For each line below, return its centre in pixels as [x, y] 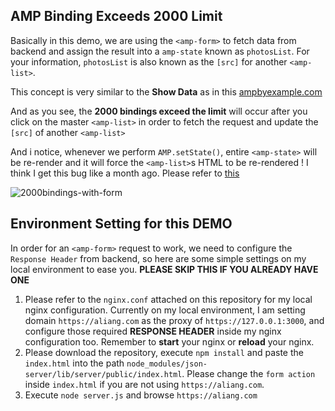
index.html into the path [74, 363]
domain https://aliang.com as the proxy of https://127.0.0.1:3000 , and [174, 320]
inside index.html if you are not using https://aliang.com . [144, 384]
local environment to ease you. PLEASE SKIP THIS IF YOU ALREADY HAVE [164, 269]
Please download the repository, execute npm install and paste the [164, 352]
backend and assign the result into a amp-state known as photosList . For [160, 51]
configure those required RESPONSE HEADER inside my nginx [153, 331]
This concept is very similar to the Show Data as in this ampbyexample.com [166, 91]
